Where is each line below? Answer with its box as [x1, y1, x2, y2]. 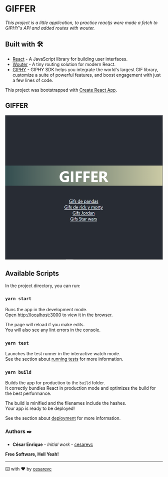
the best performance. [5, 390, 51, 396]
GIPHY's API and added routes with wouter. [5, 25, 95, 31]
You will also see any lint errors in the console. [5, 327, 101, 333]
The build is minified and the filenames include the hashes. [5, 400, 126, 406]
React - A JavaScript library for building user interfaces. [12, 56, 128, 62]
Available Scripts [5, 269, 59, 278]
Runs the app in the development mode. [5, 306, 87, 312]
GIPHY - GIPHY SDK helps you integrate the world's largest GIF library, [12, 66, 158, 73]
